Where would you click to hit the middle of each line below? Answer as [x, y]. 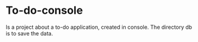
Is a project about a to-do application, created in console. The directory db [99, 27]
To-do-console [44, 10]
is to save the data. [29, 33]
